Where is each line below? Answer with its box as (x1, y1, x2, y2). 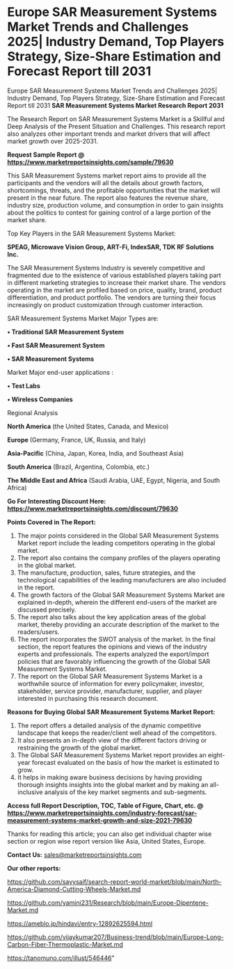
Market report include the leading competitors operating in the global (17, 538, 216, 547)
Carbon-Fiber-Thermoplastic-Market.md (7, 940, 123, 948)
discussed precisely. (17, 605, 77, 614)
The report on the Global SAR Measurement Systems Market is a (17, 672, 203, 680)
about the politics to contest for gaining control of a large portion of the (7, 208, 211, 217)
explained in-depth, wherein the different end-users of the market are (17, 598, 217, 606)
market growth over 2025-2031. (7, 137, 99, 145)
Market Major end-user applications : (7, 368, 113, 376)
